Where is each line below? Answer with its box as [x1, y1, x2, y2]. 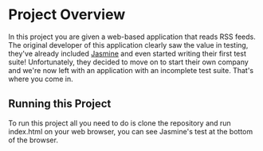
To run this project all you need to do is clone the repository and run [8, 118, 231, 128]
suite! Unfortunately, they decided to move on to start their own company [8, 57, 249, 67]
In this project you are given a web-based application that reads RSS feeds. [8, 32, 257, 41]
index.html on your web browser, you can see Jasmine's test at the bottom [8, 126, 253, 136]
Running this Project [8, 97, 112, 110]
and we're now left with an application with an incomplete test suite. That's [8, 65, 253, 75]
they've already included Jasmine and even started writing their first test [8, 48, 247, 58]
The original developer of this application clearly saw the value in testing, [8, 40, 249, 49]
